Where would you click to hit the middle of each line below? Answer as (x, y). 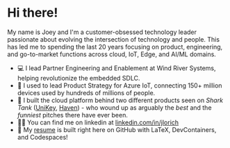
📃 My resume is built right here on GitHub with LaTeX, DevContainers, (117, 129)
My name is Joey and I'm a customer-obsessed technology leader (102, 32)
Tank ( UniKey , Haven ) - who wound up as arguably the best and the (114, 107)
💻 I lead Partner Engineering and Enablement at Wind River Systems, (116, 68)
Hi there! (33, 13)
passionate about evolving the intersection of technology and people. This (114, 39)
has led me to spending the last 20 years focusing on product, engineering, (115, 47)
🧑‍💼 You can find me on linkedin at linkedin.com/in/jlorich (98, 122)
